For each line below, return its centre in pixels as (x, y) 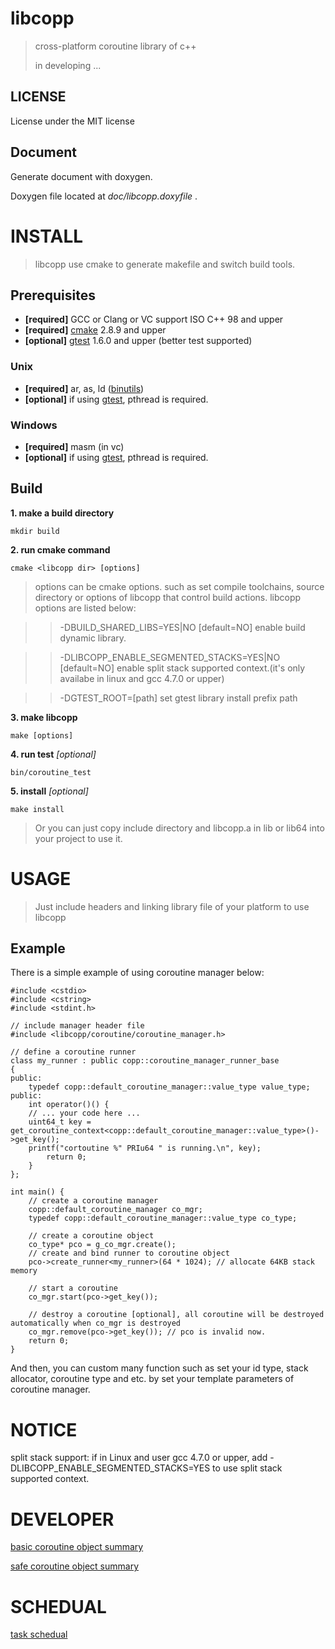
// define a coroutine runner (73, 1052)
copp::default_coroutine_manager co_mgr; (115, 1210)
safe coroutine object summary (75, 1566)
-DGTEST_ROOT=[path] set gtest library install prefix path (178, 698)
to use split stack (247, 1468)
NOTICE (44, 1429)
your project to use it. (78, 838)
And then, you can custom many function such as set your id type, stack (159, 1368)
